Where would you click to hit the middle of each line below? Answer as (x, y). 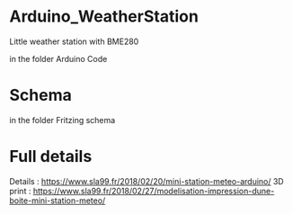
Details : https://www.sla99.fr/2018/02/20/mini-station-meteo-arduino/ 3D (147, 181)
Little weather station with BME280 (74, 41)
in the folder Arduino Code (58, 58)
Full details (51, 157)
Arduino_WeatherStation (104, 17)
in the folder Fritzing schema (62, 120)
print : (20, 191)
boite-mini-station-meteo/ (58, 201)
